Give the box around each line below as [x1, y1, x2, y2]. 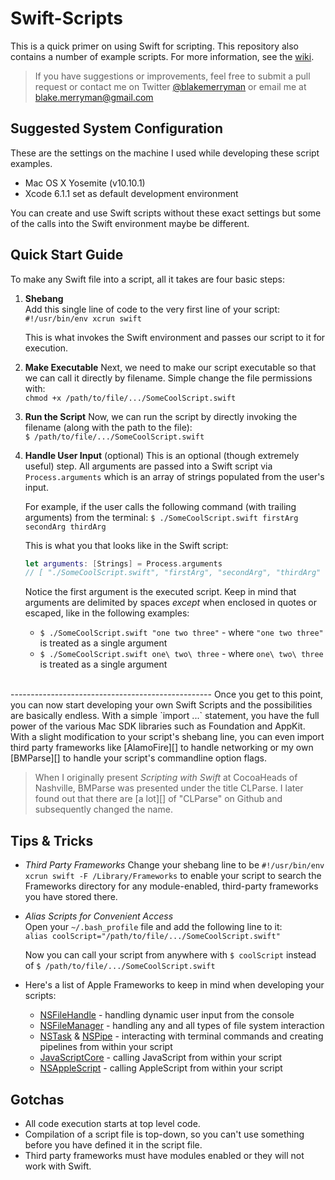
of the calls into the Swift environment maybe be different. [10, 217, 250, 229]
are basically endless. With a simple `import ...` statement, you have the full [10, 710, 320, 722]
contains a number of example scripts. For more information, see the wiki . [10, 50, 315, 62]
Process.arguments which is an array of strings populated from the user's [24, 470, 325, 482]
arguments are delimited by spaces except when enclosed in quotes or [24, 597, 317, 609]
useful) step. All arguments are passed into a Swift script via [24, 460, 273, 472]
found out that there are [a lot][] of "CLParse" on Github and [34, 793, 283, 805]
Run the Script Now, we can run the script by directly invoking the [24, 410, 298, 422]
